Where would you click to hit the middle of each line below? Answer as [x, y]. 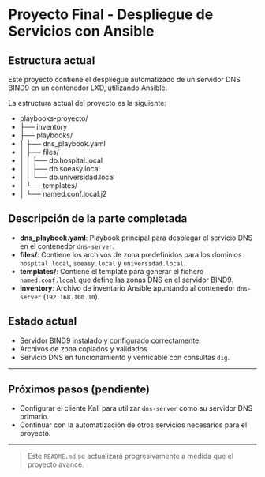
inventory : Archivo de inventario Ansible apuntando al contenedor [127, 288]
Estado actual [43, 321]
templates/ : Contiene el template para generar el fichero [112, 271]
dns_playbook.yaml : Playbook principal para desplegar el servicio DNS [136, 238]
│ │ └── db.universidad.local [67, 177]
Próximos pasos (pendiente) [79, 390]
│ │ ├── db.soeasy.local [60, 169]
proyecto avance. [56, 464]
